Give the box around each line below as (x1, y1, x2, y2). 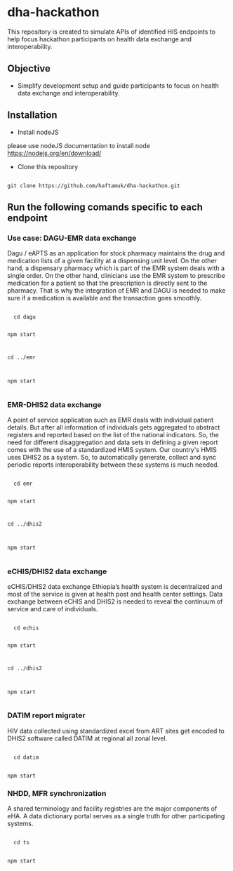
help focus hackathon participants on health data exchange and (7, 34, 192, 43)
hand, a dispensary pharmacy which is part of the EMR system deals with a (7, 264, 225, 272)
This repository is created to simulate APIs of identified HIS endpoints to (7, 27, 216, 36)
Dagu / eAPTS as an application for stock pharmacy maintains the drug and (7, 249, 225, 258)
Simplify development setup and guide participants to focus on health (17, 81, 220, 90)
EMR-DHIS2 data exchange (7, 399, 102, 409)
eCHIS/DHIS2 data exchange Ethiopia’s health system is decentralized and (7, 582, 222, 590)
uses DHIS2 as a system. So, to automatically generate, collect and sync (7, 453, 217, 462)
